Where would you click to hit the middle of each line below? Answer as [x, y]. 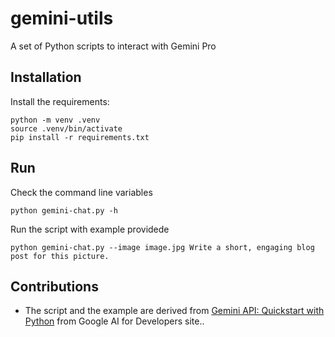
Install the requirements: [60, 101]
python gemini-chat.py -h [64, 210]
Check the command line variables [81, 192]
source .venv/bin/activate [66, 128]
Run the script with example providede [90, 229]
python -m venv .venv [55, 120]
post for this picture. [60, 256]
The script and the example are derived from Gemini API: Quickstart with [174, 311]
